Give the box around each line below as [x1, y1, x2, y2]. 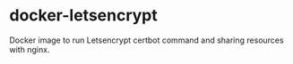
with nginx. [9, 44, 50, 54]
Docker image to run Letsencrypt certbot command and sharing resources [9, 35, 284, 45]
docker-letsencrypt [9, 5, 159, 26]
